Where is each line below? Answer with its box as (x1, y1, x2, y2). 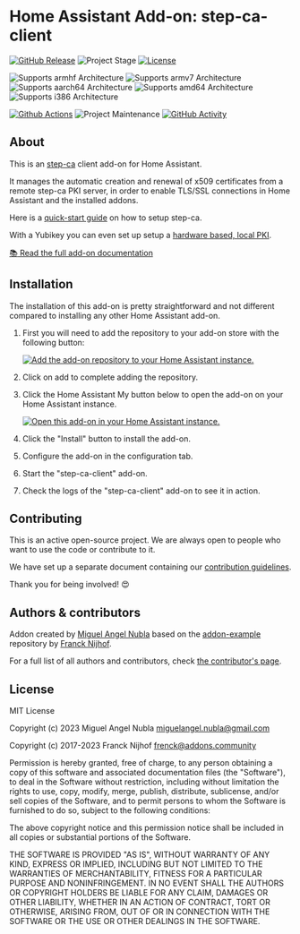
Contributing (9, 510, 82, 526)
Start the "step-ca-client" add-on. (21, 467, 148, 478)
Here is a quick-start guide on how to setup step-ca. (9, 212, 202, 223)
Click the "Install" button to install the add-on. (21, 433, 191, 444)
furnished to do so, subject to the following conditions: (9, 805, 210, 816)
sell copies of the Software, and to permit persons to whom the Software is (9, 795, 287, 806)
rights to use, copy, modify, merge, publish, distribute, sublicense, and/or (9, 786, 279, 796)
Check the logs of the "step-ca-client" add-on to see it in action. (21, 485, 261, 496)
